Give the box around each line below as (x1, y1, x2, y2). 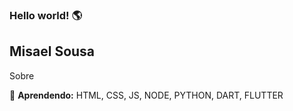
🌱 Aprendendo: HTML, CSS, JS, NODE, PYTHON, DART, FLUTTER (9, 89, 284, 101)
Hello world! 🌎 (9, 8, 83, 22)
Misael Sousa (9, 43, 96, 60)
